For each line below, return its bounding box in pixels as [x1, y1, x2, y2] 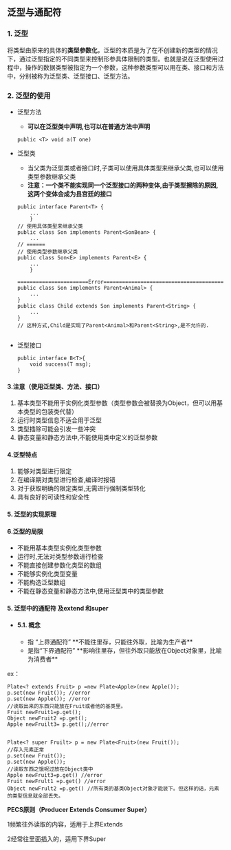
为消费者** [27, 655, 58, 663]
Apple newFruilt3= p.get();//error [7, 720, 109, 728]
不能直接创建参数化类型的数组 [16, 561, 102, 569]
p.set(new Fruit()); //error [7, 689, 91, 696]
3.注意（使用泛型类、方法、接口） [7, 382, 104, 391]
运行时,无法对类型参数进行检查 [16, 553, 104, 561]
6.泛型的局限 [7, 527, 43, 535]
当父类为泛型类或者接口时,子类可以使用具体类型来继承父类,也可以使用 [27, 164, 224, 172]
